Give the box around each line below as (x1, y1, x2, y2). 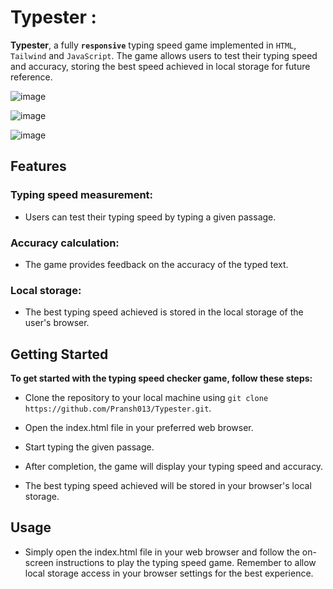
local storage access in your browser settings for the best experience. (24, 567, 314, 579)
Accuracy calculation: (10, 236, 120, 250)
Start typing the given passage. (24, 441, 155, 453)
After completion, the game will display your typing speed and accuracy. (24, 461, 324, 473)
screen (24, 556, 54, 568)
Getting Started (10, 346, 109, 363)
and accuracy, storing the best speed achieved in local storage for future (10, 60, 311, 72)
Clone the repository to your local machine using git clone (24, 392, 269, 404)
